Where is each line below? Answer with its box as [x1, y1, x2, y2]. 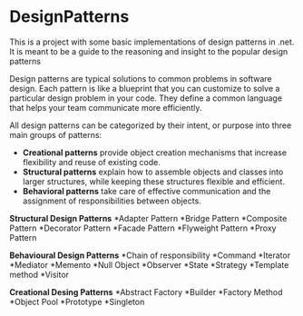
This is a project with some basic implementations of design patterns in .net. [9, 36, 295, 47]
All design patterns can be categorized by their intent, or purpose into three [9, 120, 292, 131]
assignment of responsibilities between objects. [22, 195, 201, 206]
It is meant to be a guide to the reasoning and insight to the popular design [9, 45, 288, 56]
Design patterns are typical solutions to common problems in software [9, 73, 272, 84]
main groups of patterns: [9, 129, 103, 140]
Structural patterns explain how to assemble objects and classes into [22, 166, 284, 177]
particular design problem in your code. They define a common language [9, 93, 283, 104]
